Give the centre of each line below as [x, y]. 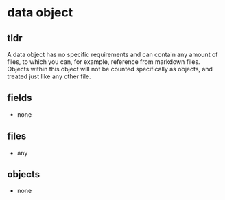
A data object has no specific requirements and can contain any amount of [113, 54]
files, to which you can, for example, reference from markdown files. [104, 62]
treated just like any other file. [49, 76]
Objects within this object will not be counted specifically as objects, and [110, 69]
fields [20, 98]
